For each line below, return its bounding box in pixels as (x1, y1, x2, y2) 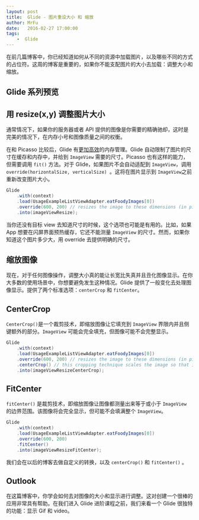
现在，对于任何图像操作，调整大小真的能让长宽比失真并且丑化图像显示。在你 (6, 272, 193, 279)
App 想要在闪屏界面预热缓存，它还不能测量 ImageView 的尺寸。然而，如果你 (6, 228, 190, 235)
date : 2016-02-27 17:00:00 (6, 25, 78, 31)
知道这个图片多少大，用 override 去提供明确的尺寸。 (6, 235, 133, 243)
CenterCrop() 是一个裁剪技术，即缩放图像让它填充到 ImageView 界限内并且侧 (6, 321, 190, 328)
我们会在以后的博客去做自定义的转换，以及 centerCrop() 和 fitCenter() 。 (6, 458, 188, 465)
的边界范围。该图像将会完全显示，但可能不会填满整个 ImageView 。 (6, 407, 167, 415)
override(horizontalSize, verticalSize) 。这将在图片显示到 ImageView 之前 (6, 168, 192, 176)
